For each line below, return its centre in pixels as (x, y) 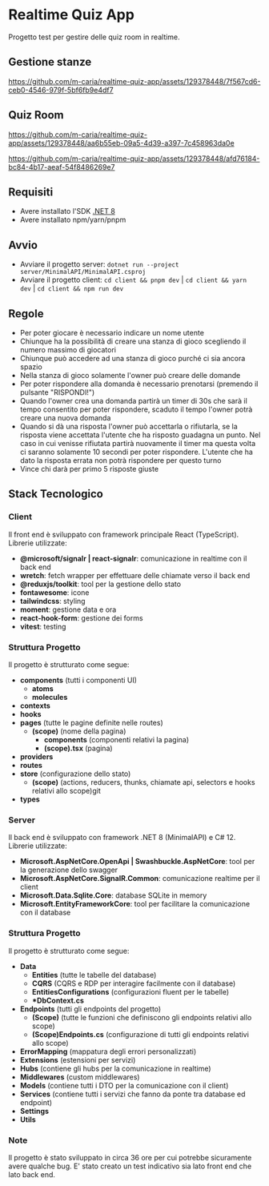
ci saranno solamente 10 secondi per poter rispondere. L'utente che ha (137, 452)
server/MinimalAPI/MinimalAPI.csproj (83, 272)
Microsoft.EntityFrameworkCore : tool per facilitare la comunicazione (135, 904)
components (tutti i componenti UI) (78, 680)
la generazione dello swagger (69, 870)
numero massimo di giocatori (68, 350)
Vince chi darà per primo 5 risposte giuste (89, 469)
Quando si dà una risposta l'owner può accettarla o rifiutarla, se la (128, 426)
